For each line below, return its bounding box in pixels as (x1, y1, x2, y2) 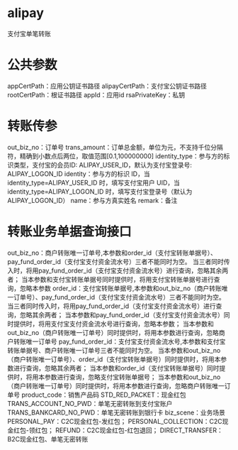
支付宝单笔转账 (7, 29, 51, 38)
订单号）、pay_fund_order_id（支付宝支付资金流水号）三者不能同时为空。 (13, 292, 225, 301)
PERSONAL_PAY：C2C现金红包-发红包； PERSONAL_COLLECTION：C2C (7, 417, 222, 425)
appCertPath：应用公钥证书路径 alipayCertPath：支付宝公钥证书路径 (7, 82, 208, 90)
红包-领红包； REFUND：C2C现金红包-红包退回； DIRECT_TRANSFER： (13, 426, 223, 434)
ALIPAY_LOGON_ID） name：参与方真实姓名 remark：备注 (7, 196, 178, 204)
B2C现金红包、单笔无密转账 (7, 434, 89, 443)
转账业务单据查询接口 (7, 224, 132, 239)
